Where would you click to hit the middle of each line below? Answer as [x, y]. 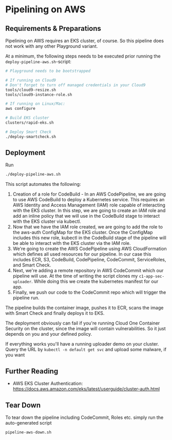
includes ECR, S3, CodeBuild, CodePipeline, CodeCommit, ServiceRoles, [89, 260]
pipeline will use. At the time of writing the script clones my [75, 276]
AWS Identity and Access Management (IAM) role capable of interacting [89, 205]
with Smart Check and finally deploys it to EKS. [55, 313]
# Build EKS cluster [27, 118]
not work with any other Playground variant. [52, 46]
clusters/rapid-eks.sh [30, 123]
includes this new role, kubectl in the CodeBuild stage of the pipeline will [90, 238]
